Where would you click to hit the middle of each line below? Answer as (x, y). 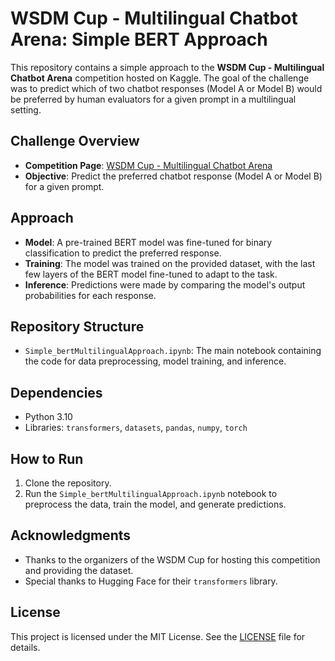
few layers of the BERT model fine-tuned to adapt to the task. (151, 274)
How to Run (47, 458)
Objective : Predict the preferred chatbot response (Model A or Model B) (173, 176)
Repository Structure (77, 326)
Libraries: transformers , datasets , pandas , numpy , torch (136, 428)
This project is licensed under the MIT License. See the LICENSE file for (158, 636)
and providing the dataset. (79, 570)
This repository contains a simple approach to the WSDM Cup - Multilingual (167, 67)
